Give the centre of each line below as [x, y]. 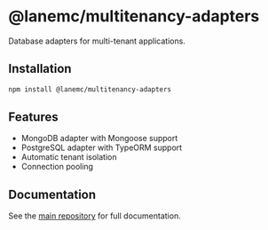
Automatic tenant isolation [69, 157]
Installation [40, 69]
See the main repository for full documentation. [95, 216]
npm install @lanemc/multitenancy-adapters [90, 89]
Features [33, 117]
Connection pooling [57, 167]
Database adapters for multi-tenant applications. [97, 41]
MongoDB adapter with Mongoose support [99, 139]
